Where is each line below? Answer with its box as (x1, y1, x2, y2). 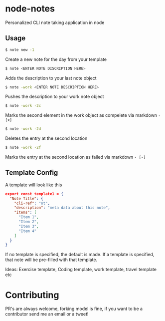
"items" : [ (14, 210, 37, 215)
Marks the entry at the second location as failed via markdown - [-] (5, 154, 146, 160)
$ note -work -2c (5, 103, 41, 108)
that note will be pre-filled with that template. (5, 257, 98, 263)
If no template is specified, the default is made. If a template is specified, (5, 252, 155, 258)
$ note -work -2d (5, 126, 41, 131)
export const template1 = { (5, 191, 64, 196)
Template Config (5, 168, 58, 177)
